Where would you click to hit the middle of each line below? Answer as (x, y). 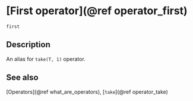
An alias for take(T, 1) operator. (46, 59)
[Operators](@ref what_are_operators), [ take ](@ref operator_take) (87, 92)
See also (22, 78)
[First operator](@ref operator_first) (97, 11)
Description (28, 45)
